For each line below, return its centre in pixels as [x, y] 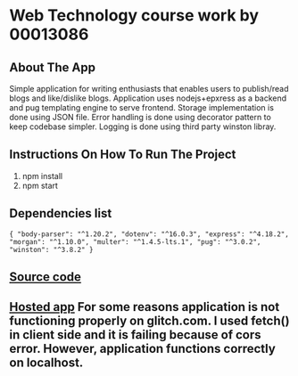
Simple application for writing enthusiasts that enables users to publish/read [149, 89]
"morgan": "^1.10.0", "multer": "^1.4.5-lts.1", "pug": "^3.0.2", [135, 241]
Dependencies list [61, 213]
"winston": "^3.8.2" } [51, 249]
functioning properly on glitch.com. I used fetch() [149, 321]
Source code [46, 277]
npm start [40, 185]
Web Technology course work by [134, 16]
